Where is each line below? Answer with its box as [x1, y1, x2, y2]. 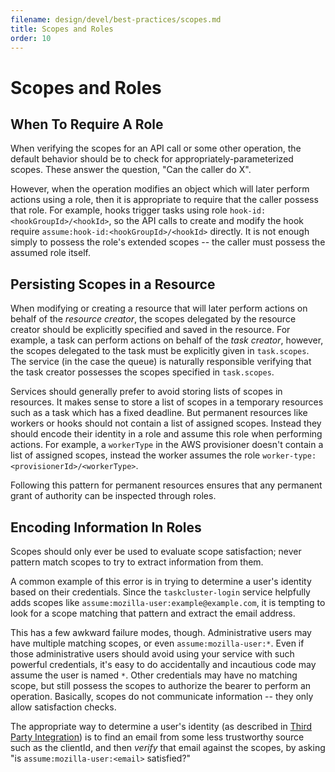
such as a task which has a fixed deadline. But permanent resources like [10, 407, 308, 419]
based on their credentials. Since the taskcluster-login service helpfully [10, 586, 311, 598]
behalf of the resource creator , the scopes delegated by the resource [10, 313, 297, 325]
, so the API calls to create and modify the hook [108, 215, 305, 227]
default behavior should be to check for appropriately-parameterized [10, 153, 294, 165]
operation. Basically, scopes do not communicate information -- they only [10, 691, 314, 702]
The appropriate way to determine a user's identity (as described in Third [10, 721, 313, 732]
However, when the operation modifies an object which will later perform [10, 183, 310, 195]
